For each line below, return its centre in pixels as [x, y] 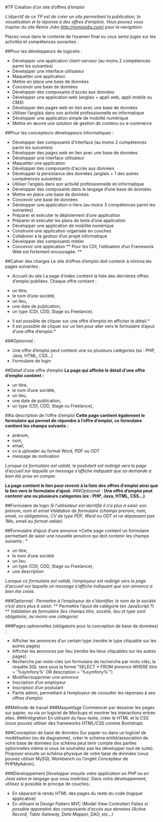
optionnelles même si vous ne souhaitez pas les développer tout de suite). [80, 748]
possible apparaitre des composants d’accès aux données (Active [79, 809]
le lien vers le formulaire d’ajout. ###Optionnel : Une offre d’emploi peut [79, 491]
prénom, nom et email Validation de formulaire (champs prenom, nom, [76, 511]
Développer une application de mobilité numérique [63, 226]
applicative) [24, 798]
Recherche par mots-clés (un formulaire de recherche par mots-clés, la [84, 661]
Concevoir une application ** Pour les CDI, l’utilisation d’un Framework [83, 246]
